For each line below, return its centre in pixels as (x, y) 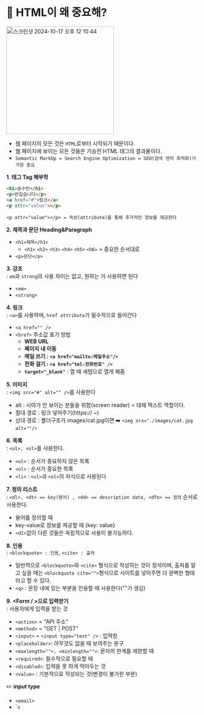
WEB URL (36, 342)
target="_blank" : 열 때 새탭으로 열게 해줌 (75, 372)
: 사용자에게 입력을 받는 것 (37, 609)
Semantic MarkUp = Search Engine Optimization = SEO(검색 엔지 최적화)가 (105, 158)
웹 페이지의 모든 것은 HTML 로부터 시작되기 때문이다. (75, 143)
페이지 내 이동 (40, 349)
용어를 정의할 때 (34, 518)
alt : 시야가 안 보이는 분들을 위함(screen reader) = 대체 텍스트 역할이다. (100, 405)
